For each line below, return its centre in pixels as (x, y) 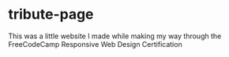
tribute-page (51, 14)
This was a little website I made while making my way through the (115, 36)
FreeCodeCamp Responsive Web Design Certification (96, 44)
